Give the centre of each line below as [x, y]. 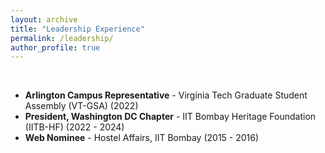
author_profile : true [55, 47]
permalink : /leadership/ [62, 38]
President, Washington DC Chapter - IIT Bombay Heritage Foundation [170, 117]
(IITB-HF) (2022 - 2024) [74, 127]
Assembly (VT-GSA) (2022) [81, 106]
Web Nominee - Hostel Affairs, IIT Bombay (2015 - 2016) [142, 138]
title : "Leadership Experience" [77, 29]
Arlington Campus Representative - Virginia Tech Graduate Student [166, 95]
